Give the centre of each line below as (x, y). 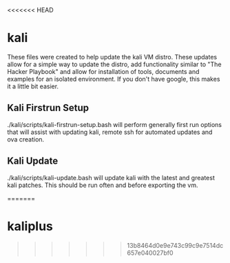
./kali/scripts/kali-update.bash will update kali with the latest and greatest (111, 177)
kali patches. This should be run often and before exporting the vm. (103, 185)
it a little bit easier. (33, 86)
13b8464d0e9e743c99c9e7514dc (175, 245)
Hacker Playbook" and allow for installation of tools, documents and (103, 71)
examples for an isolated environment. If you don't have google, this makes (114, 79)
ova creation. (26, 139)
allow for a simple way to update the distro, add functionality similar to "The (114, 64)
